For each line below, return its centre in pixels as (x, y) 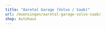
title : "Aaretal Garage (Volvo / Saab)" (48, 10)
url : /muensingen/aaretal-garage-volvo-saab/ (53, 14)
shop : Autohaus (21, 19)
